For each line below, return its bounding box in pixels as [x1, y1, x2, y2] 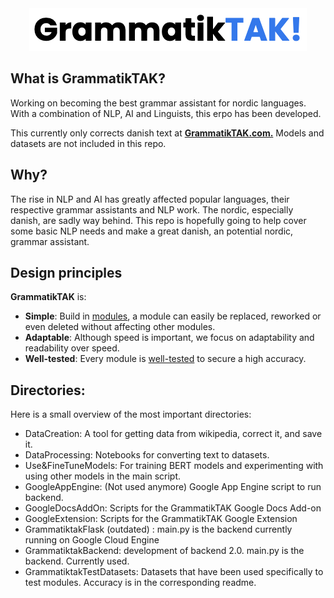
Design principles [10, 265, 123, 282]
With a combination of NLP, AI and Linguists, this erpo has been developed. [10, 107, 322, 119]
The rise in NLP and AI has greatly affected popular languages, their [10, 193, 290, 205]
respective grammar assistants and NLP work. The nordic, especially [10, 203, 294, 216]
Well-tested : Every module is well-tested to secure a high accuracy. [24, 353, 307, 365]
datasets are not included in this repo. [10, 137, 167, 149]
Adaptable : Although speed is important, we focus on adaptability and [24, 332, 315, 344]
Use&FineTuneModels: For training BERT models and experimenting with [24, 460, 324, 472]
